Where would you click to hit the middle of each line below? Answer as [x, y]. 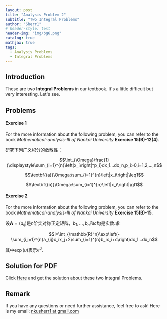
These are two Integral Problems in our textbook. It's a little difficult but [79, 89]
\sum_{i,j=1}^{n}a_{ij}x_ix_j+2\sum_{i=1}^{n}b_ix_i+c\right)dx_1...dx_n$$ [84, 239]
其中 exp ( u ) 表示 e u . [24, 249]
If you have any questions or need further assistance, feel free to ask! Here [83, 306]
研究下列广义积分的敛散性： [34, 150]
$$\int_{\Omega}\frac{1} [84, 160]
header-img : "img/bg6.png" [33, 33]
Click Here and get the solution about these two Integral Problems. [74, 278]
